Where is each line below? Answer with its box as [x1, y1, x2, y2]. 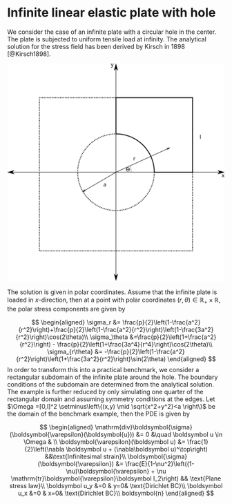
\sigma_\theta [89, 333, 128, 341]
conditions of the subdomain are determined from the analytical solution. [7, 380, 215, 388]
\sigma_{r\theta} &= [47, 347, 104, 356]
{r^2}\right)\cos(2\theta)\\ [15, 333, 88, 341]
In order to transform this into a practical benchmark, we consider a [7, 365, 200, 374]
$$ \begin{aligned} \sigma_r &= [31, 318, 122, 326]
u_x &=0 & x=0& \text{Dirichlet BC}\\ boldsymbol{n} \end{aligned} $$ [18, 489, 214, 497]
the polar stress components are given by [7, 304, 126, 313]
